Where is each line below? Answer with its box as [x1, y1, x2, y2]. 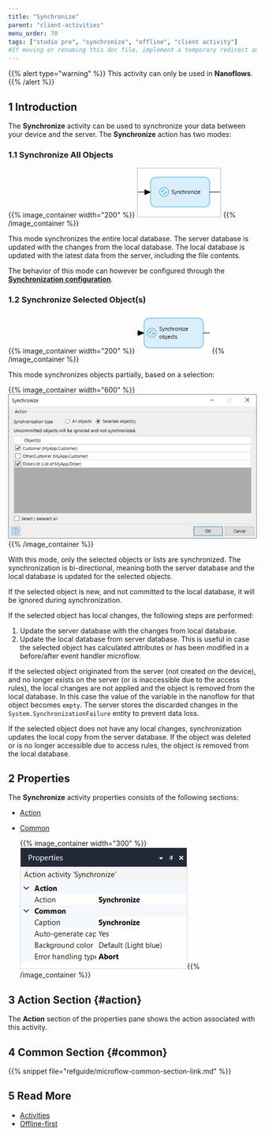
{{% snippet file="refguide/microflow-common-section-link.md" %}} [8, 1066, 232, 1076]
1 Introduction [8, 100, 77, 114]
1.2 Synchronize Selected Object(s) [8, 294, 147, 305]
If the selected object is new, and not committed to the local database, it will [8, 586, 255, 596]
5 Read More [8, 1089, 72, 1103]
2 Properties [8, 771, 71, 785]
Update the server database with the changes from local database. [19, 626, 237, 635]
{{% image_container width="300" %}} [19, 839, 147, 848]
